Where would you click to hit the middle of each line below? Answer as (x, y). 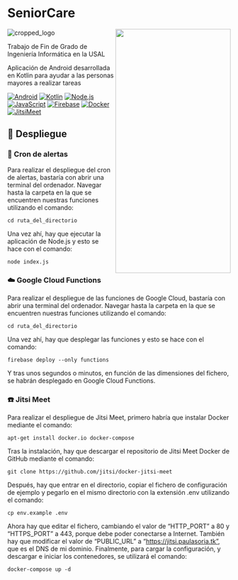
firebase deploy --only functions (58, 360)
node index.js (28, 262)
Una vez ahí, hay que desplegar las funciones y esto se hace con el (106, 339)
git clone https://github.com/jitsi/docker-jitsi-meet (90, 472)
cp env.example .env (38, 513)
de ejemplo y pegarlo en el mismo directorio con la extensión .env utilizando (119, 493)
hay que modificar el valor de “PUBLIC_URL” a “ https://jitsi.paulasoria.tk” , (114, 542)
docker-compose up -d (39, 569)
